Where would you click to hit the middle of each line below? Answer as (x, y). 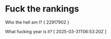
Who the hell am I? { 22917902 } (37, 22)
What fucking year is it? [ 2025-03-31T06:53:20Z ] (56, 31)
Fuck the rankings (42, 9)
